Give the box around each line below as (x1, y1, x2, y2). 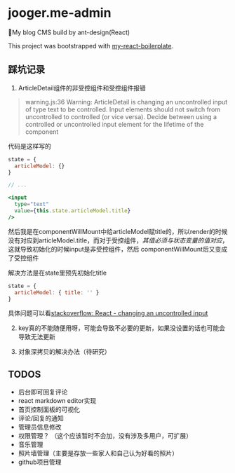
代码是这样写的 (8, 142, 51, 150)
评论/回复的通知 (18, 414, 64, 423)
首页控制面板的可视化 (18, 405, 80, 414)
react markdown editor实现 (18, 397, 97, 405)
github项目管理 (18, 458, 62, 467)
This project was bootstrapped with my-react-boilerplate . (8, 41, 174, 50)
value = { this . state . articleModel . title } (14, 207, 131, 214)
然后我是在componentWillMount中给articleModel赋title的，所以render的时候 (8, 227, 228, 235)
